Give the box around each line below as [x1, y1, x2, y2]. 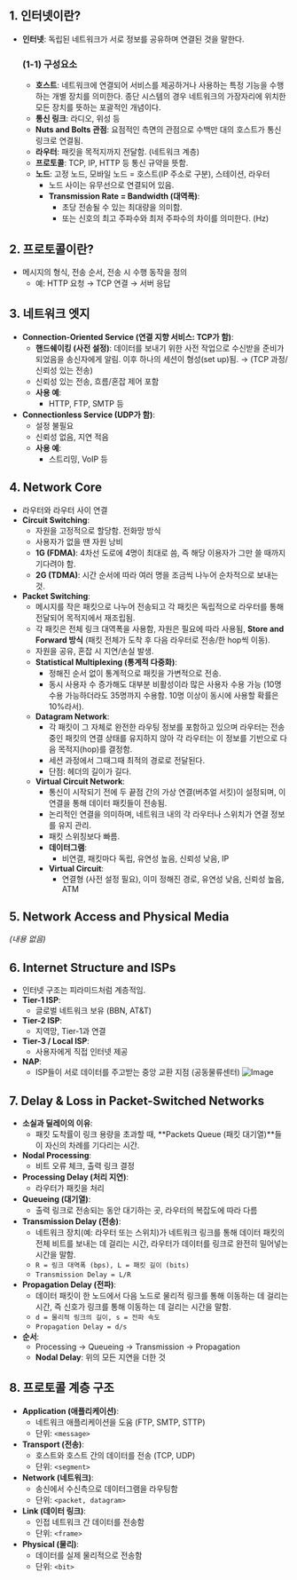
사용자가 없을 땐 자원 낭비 [35, 536, 124, 547]
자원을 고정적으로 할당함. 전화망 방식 [35, 525, 161, 535]
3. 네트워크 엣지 [9, 306, 90, 321]
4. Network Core [9, 480, 102, 495]
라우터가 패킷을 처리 [35, 1182, 105, 1193]
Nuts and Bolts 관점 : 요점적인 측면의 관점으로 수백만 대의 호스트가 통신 [35, 124, 282, 135]
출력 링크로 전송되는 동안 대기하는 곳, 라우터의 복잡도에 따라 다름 [35, 1205, 258, 1215]
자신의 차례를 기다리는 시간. [44, 1140, 140, 1150]
